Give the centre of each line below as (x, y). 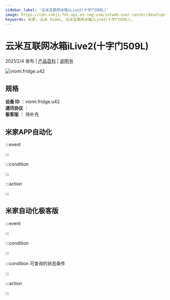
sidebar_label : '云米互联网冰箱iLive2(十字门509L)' (57, 10)
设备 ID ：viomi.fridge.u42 (32, 102)
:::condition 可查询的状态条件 (35, 263)
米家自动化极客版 (32, 211)
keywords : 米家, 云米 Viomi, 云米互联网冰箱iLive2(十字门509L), (69, 19)
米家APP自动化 (29, 132)
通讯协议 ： (17, 108)
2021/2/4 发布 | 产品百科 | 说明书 (39, 61)
